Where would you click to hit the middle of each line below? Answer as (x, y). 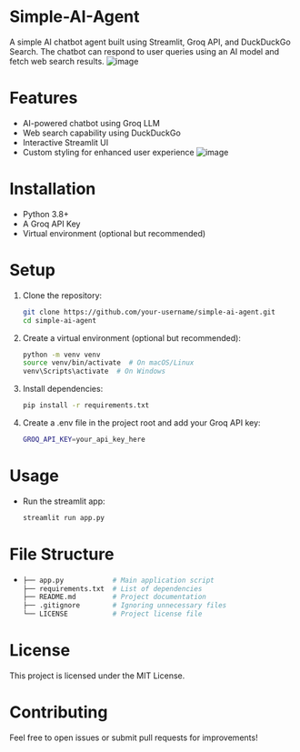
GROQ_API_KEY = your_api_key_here (84, 439)
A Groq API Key (51, 224)
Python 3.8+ (46, 214)
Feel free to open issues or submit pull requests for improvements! (134, 737)
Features (44, 98)
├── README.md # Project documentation (114, 597)
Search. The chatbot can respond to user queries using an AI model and (145, 51)
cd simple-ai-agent (60, 320)
